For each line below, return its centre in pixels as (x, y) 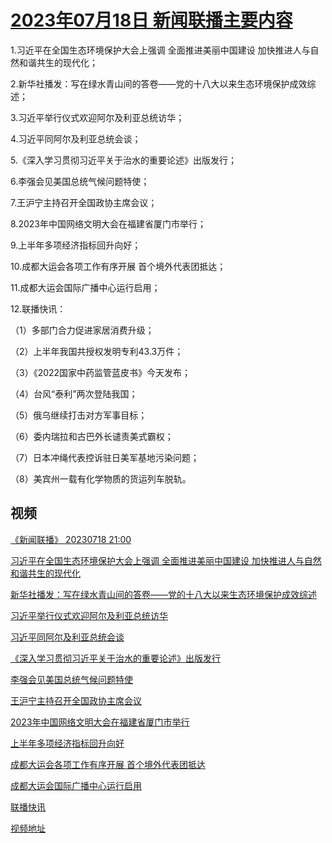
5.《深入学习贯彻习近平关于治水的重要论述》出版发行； (123, 160)
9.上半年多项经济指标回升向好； (76, 245)
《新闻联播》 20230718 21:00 (71, 539)
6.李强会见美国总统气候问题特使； (80, 181)
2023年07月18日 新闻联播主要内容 (151, 20)
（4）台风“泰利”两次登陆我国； (74, 393)
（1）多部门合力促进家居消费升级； (82, 330)
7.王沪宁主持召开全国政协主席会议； (84, 202)
